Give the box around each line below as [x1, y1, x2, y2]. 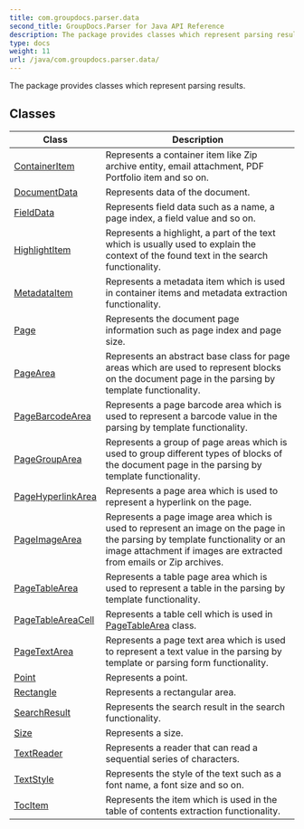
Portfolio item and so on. [105, 171, 210, 184]
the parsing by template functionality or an [105, 533, 286, 546]
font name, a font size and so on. [105, 778, 244, 791]
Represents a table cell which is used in [105, 607, 273, 620]
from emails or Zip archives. [105, 556, 224, 568]
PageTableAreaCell [14, 613, 95, 625]
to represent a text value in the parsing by [105, 644, 282, 657]
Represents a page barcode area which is [105, 398, 282, 411]
